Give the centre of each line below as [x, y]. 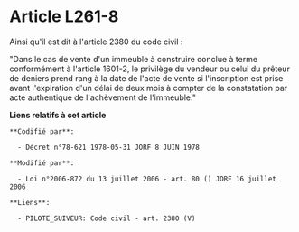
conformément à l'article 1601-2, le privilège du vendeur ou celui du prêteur [150, 69]
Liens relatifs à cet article [58, 115]
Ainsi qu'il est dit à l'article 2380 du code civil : [96, 42]
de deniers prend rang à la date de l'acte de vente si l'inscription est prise [146, 78]
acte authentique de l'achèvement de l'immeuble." [103, 97]
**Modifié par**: [42, 163]
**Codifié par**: [42, 131]
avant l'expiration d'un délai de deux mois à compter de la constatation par [149, 88]
